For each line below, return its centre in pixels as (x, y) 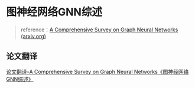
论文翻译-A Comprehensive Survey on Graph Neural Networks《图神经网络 (97, 71)
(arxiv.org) (33, 36)
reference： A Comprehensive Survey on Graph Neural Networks (99, 30)
